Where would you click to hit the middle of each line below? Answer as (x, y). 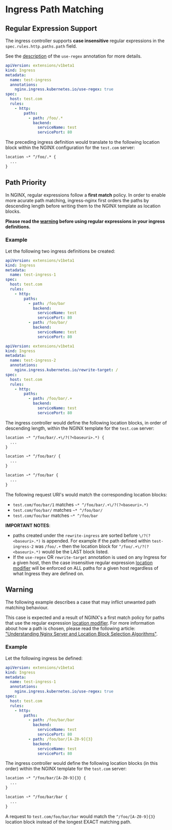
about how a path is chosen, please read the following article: (70, 628)
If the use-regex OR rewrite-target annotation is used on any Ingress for (90, 557)
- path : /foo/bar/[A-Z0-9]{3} (61, 739)
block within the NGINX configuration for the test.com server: (70, 148)
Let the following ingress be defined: (44, 658)
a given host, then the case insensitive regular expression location (83, 563)
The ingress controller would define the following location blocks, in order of (86, 422)
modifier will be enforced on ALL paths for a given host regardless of (85, 568)
